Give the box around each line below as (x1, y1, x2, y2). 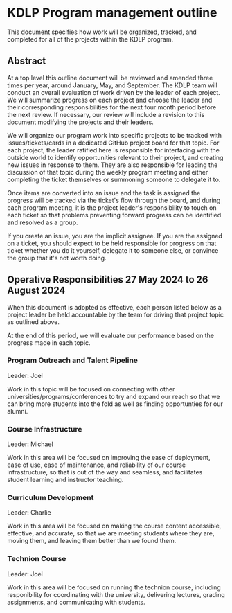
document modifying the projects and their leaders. (7, 118, 154, 126)
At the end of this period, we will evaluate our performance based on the (7, 331, 215, 339)
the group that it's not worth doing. (7, 254, 107, 262)
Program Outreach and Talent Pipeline (7, 355, 139, 365)
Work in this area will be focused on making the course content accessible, (7, 522, 222, 531)
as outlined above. (7, 317, 60, 326)
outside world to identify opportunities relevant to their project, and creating (7, 153, 224, 161)
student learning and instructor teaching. (7, 476, 124, 484)
